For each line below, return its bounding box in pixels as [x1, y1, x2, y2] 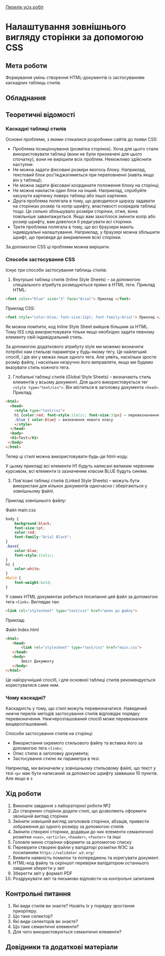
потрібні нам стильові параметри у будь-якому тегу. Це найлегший [5, 349, 147, 355]
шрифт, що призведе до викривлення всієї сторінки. [12, 235, 122, 240]
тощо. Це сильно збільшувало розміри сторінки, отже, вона [12, 208, 138, 215]
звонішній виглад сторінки [12, 813, 68, 819]
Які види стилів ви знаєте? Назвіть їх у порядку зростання [12, 903, 135, 908]
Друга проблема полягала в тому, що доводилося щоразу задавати [12, 198, 155, 204]
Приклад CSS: [5, 306, 35, 311]
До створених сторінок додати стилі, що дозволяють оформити [12, 808, 146, 813]
